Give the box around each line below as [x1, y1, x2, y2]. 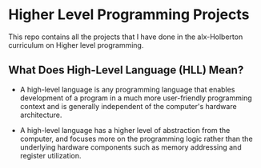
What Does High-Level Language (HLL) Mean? [8, 64, 244, 77]
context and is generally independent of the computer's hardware [19, 101, 238, 111]
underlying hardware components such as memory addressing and [19, 142, 242, 152]
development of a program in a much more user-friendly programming [19, 93, 252, 103]
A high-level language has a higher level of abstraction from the [19, 125, 231, 135]
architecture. [19, 110, 62, 119]
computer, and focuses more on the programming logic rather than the [19, 134, 254, 143]
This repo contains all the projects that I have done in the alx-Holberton [8, 32, 243, 41]
